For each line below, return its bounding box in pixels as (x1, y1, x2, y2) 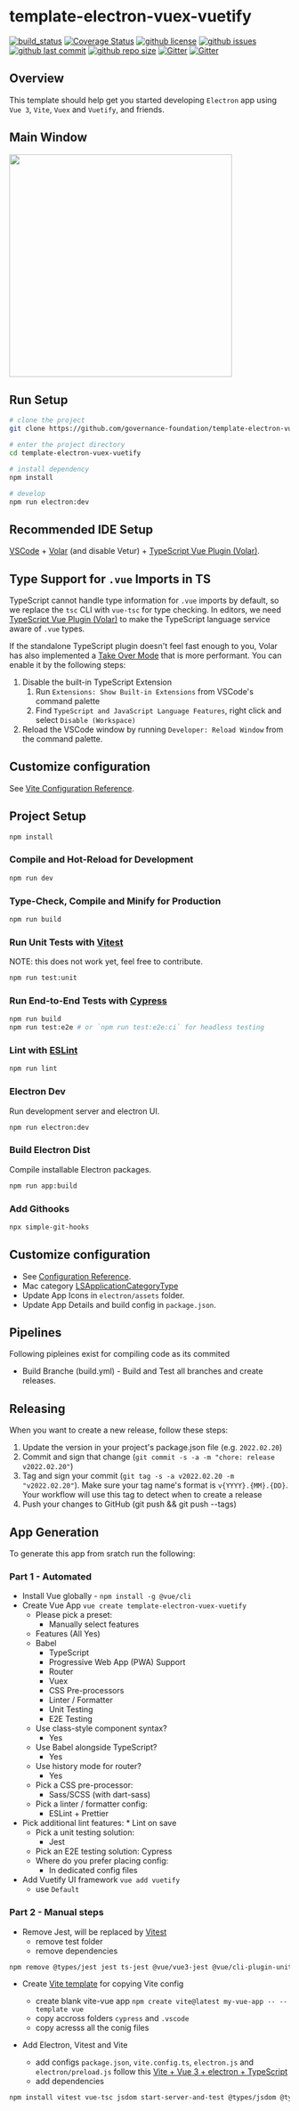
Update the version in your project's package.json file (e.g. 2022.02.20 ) (21, 1442, 283, 1453)
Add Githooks (9, 1202, 69, 1214)
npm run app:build (9, 1181, 77, 1190)
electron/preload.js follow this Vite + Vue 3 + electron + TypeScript (35, 2066, 288, 2077)
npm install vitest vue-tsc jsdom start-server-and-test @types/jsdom (9, 2093, 277, 2102)
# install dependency (9, 465, 90, 474)
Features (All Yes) (35, 1628, 101, 1639)
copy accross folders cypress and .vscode (35, 2013, 190, 2024)
